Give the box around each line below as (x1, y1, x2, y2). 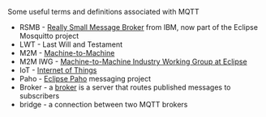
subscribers (19, 91, 60, 100)
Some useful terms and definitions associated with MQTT (7, 7, 199, 16)
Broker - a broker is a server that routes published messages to (19, 82, 231, 92)
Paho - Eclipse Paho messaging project (19, 74, 152, 83)
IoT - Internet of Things (19, 65, 97, 75)
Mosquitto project (19, 31, 79, 40)
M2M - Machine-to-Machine (19, 48, 115, 57)
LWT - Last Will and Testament (19, 40, 123, 49)
